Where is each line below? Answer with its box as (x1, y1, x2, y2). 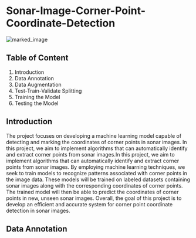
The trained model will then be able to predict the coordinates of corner (6, 188, 179, 195)
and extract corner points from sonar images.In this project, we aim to (6, 151, 175, 158)
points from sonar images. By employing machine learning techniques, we (6, 163, 185, 171)
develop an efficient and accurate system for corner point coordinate (6, 200, 173, 208)
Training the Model (14, 93, 60, 100)
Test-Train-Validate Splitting (14, 87, 82, 94)
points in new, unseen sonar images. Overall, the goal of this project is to (6, 195, 182, 202)
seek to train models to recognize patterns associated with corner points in (6, 169, 188, 176)
